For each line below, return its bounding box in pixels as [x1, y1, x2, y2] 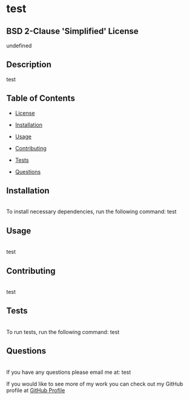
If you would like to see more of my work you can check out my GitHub [6, 380, 184, 387]
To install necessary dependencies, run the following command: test [6, 208, 177, 215]
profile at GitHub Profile [6, 387, 65, 394]
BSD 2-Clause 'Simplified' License [6, 26, 139, 36]
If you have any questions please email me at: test [6, 368, 131, 376]
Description [6, 59, 51, 70]
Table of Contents [6, 93, 76, 104]
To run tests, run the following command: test [6, 328, 120, 335]
